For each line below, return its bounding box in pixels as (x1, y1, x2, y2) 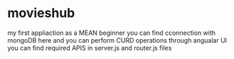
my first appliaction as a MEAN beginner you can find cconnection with (7, 28, 216, 37)
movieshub (7, 5, 75, 21)
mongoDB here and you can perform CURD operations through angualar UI (7, 36, 228, 44)
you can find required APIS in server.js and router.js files (7, 43, 172, 52)
